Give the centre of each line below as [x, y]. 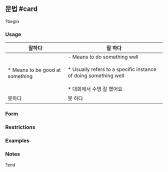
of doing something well [96, 75]
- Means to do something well [103, 57]
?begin [12, 21]
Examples [17, 140]
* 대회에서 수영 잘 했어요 [95, 89]
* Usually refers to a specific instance [112, 69]
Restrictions [20, 127]
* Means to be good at [34, 70]
